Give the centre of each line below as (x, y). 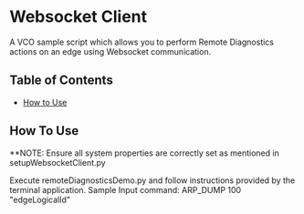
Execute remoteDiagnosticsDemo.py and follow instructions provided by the (152, 180)
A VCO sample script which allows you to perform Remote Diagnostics (142, 42)
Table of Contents (62, 81)
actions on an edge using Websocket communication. (110, 51)
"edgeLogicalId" (40, 199)
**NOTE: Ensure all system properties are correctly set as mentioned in (145, 153)
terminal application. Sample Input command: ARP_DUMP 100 (126, 189)
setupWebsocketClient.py (58, 162)
